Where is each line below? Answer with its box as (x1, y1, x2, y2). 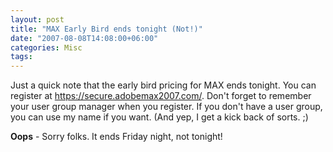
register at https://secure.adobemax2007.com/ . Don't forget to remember (10, 90, 312, 102)
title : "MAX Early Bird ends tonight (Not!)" (10, 24, 203, 34)
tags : (10, 52, 33, 62)
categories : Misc (10, 42, 83, 53)
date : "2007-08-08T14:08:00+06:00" (10, 33, 159, 43)
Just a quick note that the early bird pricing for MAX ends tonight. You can (10, 79, 317, 91)
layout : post (10, 14, 65, 25)
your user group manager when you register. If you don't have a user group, (10, 101, 323, 113)
